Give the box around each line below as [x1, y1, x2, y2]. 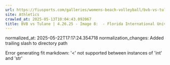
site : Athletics [5, 12, 39, 17]
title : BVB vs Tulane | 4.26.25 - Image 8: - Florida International [5, 21, 155, 26]
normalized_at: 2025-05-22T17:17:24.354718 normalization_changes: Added [5, 35, 164, 41]
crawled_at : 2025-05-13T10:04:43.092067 [5, 16, 92, 21]
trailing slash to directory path [5, 40, 68, 46]
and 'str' [5, 55, 23, 61]
